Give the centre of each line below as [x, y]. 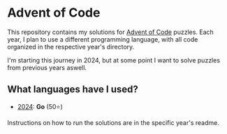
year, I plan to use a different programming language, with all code [103, 39]
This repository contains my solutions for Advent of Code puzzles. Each [111, 32]
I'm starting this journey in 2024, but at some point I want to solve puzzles [114, 60]
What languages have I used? [73, 89]
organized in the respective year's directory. [71, 47]
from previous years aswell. [47, 67]
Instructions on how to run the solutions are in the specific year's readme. [113, 122]
